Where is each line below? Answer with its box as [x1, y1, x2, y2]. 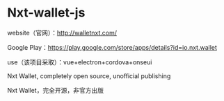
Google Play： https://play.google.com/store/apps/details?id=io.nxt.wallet [7, 43, 218, 51]
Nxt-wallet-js [7, 5, 86, 21]
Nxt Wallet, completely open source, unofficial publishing [7, 71, 171, 80]
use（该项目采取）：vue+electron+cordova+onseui [7, 57, 152, 66]
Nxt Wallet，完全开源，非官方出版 [7, 86, 104, 94]
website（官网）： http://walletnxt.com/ [7, 28, 117, 37]
